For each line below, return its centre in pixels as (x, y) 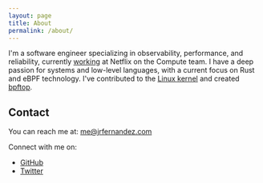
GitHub (32, 163)
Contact (29, 112)
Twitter (32, 171)
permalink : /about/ (41, 30)
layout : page (30, 16)
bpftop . (20, 87)
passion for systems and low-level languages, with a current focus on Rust (131, 70)
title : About (30, 23)
